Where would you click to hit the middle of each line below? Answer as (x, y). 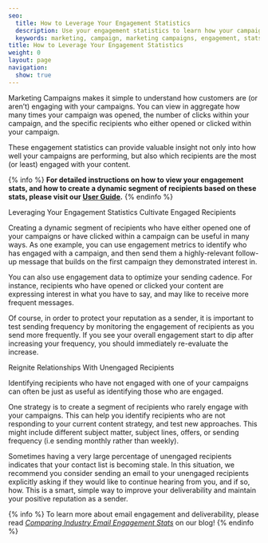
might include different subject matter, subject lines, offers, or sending (124, 432)
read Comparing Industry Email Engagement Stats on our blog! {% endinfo (131, 522)
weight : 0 (25, 53)
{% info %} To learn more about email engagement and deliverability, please (134, 514)
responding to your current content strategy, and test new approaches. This (133, 423)
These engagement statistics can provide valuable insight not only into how (132, 147)
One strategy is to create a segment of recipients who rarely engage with (128, 406)
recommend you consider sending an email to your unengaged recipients (129, 473)
